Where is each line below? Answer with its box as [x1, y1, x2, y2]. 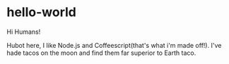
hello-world [6, 4, 77, 20]
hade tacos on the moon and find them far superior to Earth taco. [6, 49, 196, 57]
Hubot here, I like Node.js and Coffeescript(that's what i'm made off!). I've [6, 41, 222, 49]
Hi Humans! [6, 27, 41, 36]
